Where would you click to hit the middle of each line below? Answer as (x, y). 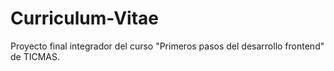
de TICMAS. (35, 56)
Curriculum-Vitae (85, 18)
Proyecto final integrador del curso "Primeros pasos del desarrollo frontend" (167, 46)
